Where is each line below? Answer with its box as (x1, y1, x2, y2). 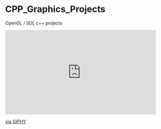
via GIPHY (5, 118, 27, 124)
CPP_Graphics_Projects (5, 3, 106, 15)
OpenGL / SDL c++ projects (5, 20, 63, 26)
